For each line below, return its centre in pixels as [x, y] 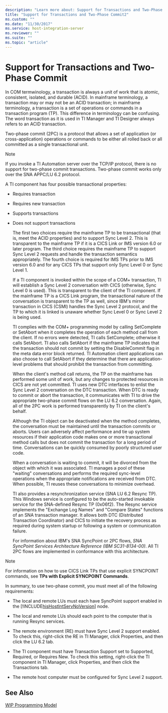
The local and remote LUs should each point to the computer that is [82, 616]
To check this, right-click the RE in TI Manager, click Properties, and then [88, 636]
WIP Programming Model [31, 705]
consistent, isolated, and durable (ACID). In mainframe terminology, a [76, 97]
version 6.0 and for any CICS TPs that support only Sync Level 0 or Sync [88, 264]
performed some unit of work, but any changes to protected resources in [88, 379]
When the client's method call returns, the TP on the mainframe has [82, 374]
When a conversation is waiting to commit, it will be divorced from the [85, 463]
